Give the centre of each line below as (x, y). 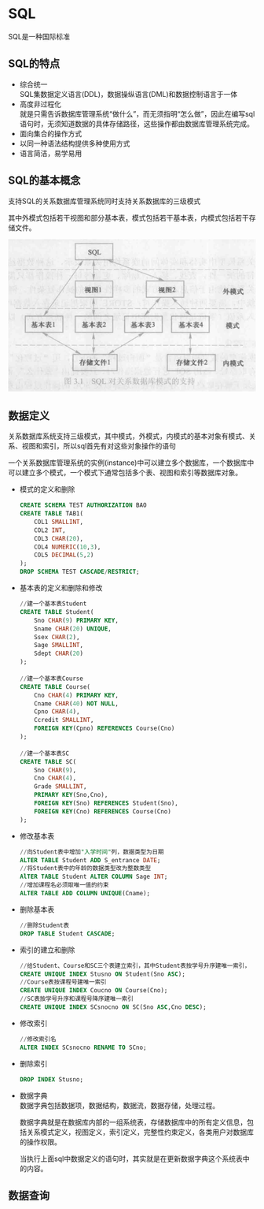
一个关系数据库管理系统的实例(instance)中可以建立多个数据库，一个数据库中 (131, 463)
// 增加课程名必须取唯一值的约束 (64, 885)
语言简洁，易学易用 (51, 153)
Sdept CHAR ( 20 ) (59, 654)
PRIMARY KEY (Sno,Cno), (71, 795)
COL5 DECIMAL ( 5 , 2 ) (64, 555)
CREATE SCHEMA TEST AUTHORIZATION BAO (83, 505)
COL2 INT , (50, 530)
